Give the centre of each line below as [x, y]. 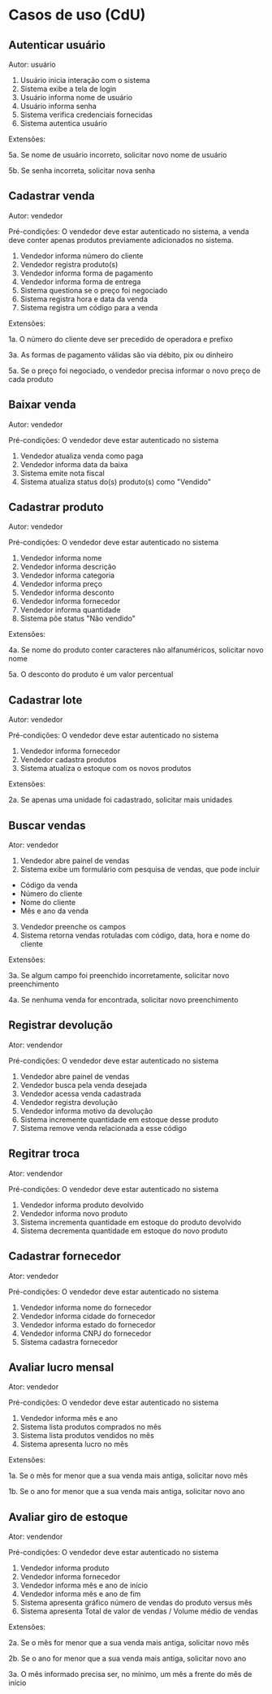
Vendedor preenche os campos [73, 927]
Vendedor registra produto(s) [69, 264]
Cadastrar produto [56, 507]
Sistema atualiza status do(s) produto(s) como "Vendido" [116, 482]
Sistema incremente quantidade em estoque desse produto [119, 1120]
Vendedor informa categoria [67, 575]
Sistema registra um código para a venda [89, 307]
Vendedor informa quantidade [70, 610]
